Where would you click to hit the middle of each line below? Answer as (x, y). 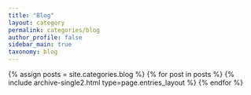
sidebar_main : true (40, 45)
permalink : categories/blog (54, 30)
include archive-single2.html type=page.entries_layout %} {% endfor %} (126, 82)
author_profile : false (45, 37)
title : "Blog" (31, 15)
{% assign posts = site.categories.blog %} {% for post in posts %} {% (121, 74)
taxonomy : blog (33, 52)
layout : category (37, 23)
